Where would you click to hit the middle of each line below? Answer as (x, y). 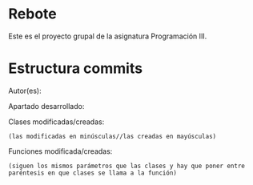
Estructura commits (75, 68)
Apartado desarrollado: (46, 106)
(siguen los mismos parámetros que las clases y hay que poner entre (127, 166)
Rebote (33, 14)
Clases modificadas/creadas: (56, 122)
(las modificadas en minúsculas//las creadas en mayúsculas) (112, 136)
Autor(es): (25, 90)
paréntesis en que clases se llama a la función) (93, 173)
